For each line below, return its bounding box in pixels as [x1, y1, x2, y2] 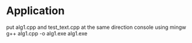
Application [6, 4, 65, 18]
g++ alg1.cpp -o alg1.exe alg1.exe [6, 29, 88, 37]
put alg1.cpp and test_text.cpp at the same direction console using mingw [6, 24, 186, 31]
